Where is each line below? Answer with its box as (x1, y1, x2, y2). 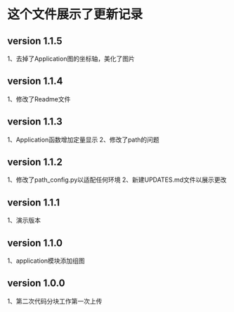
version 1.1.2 (7, 156, 63, 168)
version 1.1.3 (7, 116, 63, 127)
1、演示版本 (7, 216, 41, 225)
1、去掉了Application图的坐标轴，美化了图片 (7, 54, 135, 63)
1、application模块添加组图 (7, 256, 86, 265)
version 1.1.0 (7, 237, 63, 249)
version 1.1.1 (7, 196, 60, 208)
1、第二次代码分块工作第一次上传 (7, 297, 103, 305)
